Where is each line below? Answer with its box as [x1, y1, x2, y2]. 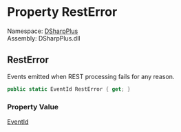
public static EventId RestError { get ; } [7, 85, 131, 93]
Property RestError [7, 4, 118, 20]
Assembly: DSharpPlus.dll [7, 34, 81, 42]
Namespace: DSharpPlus [7, 27, 78, 35]
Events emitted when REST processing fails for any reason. [7, 72, 175, 80]
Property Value [7, 102, 59, 111]
